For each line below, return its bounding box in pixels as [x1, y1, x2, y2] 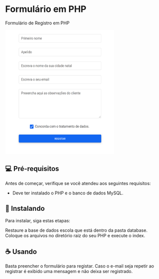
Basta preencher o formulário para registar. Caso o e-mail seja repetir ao [5, 263, 155, 269]
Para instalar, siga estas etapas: [5, 217, 71, 223]
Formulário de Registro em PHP [5, 20, 70, 26]
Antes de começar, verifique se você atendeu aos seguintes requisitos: [5, 180, 151, 186]
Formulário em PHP [5, 3, 87, 15]
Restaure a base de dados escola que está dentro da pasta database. [5, 227, 148, 233]
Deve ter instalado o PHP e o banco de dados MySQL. [12, 190, 124, 196]
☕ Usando [5, 247, 37, 256]
